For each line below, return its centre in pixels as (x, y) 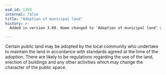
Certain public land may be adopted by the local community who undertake (82, 46)
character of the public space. (36, 68)
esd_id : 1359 (19, 10)
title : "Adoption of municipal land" (44, 19)
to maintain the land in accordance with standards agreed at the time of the (82, 52)
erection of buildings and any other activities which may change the (74, 62)
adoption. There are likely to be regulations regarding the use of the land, (80, 57)
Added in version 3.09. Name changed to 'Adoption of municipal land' (84, 28)
